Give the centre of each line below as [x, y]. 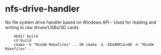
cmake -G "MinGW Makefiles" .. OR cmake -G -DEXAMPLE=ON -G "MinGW [84, 44]
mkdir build [26, 36]
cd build [23, 40]
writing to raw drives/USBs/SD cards [42, 27]
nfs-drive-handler [42, 9]
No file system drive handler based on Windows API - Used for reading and [81, 22]
